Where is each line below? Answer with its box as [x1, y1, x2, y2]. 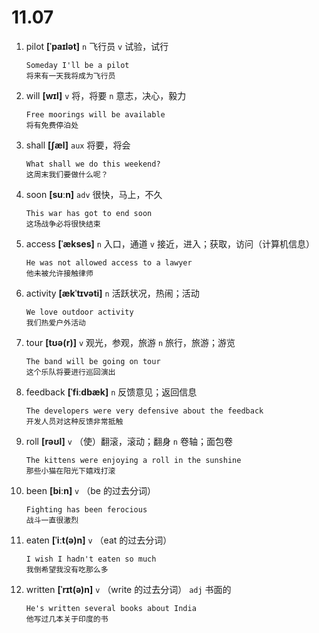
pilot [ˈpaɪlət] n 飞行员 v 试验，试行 [25, 40, 169, 52]
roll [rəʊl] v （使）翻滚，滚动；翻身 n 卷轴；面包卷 [25, 435, 233, 447]
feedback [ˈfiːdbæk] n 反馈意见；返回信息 [25, 386, 198, 398]
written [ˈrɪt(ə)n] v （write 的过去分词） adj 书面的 [25, 583, 232, 595]
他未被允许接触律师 [25, 268, 94, 278]
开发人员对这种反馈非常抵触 [25, 416, 124, 426]
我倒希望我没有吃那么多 [25, 564, 109, 575]
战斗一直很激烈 [25, 515, 79, 525]
